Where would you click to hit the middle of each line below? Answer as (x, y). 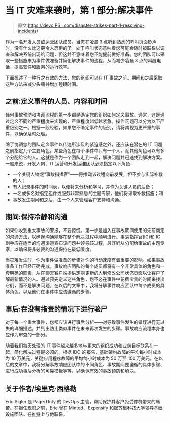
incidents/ (28, 31)
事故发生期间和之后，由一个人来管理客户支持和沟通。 (68, 199)
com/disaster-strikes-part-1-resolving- (104, 25)
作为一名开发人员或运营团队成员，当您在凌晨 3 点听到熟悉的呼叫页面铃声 (81, 42)
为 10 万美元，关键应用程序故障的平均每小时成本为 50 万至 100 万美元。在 (82, 358)
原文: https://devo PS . (40, 25)
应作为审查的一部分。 (27, 335)
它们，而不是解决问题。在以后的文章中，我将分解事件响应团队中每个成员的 (83, 285)
